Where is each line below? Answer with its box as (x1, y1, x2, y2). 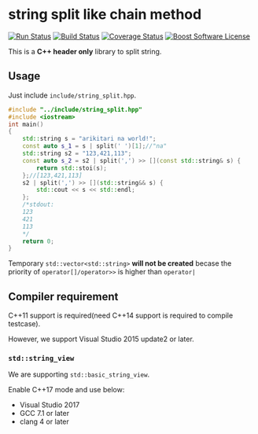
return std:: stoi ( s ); (36, 164, 108, 172)
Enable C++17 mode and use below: (8, 385, 125, 395)
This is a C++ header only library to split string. (8, 46, 162, 56)
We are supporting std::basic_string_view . (8, 370, 150, 379)
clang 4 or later (19, 417, 69, 426)
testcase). (8, 319, 41, 329)
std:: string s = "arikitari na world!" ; (22, 135, 157, 143)
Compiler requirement (8, 289, 119, 303)
